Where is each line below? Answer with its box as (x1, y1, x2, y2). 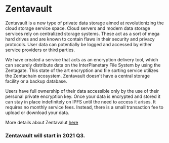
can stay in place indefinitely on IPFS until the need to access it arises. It (5, 98, 156, 104)
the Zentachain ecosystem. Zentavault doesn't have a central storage (5, 73, 150, 79)
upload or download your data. (5, 110, 69, 116)
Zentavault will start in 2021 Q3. (5, 132, 86, 139)
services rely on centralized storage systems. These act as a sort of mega (5, 30, 160, 37)
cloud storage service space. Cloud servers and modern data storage (5, 25, 151, 31)
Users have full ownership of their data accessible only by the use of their (5, 88, 159, 94)
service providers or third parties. (5, 47, 75, 53)
